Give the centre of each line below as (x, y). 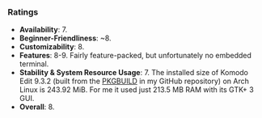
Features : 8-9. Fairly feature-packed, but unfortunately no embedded (135, 56)
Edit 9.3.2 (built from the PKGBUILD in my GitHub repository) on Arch (134, 81)
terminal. (34, 64)
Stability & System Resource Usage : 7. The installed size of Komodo (133, 73)
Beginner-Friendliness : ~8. (65, 38)
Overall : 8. (37, 107)
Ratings (23, 12)
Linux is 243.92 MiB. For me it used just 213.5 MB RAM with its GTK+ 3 (136, 90)
